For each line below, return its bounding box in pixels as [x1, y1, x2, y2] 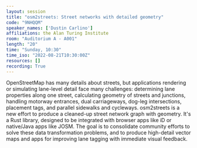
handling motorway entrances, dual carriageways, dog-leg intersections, [6, 98, 182, 105]
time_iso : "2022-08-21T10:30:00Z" [6, 52, 91, 58]
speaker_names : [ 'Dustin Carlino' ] [6, 25, 93, 31]
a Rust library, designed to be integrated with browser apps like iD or [6, 117, 172, 124]
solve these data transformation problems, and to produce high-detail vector [6, 129, 191, 136]
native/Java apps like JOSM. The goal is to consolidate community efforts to [6, 123, 191, 130]
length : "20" [6, 42, 38, 48]
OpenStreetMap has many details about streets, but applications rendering [6, 79, 186, 86]
